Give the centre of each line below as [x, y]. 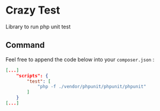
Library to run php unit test [38, 27]
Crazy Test [33, 10]
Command [25, 45]
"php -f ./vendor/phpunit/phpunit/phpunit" [92, 87]
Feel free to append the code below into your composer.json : [80, 59]
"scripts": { [32, 76]
